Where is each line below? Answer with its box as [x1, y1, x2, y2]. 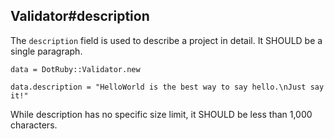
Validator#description [10, 8, 150, 25]
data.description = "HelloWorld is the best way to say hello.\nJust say [10, 82, 325, 92]
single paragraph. [10, 45, 83, 57]
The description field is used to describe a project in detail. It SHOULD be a [10, 34, 323, 46]
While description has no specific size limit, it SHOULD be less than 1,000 [10, 108, 313, 120]
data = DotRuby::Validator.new [10, 64, 141, 74]
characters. [10, 119, 58, 131]
